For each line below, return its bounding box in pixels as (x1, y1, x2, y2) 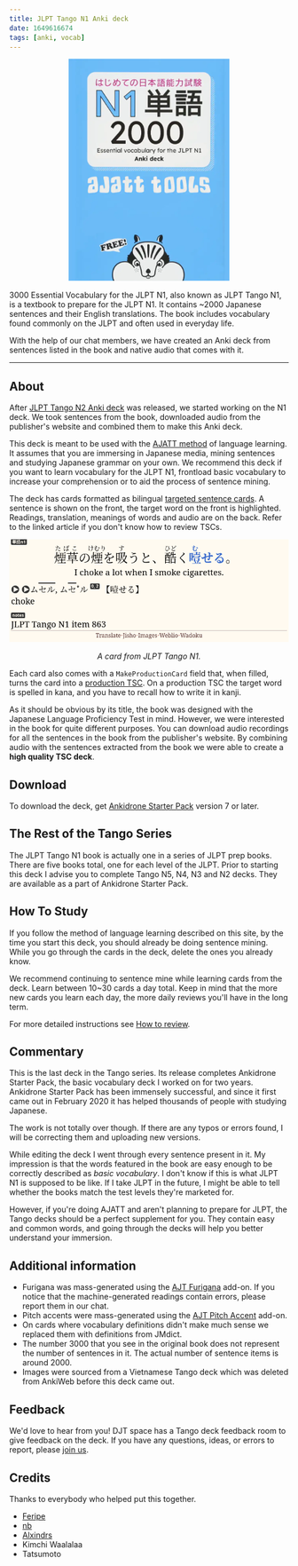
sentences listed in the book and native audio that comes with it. (9, 344, 244, 355)
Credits (9, 1470, 51, 1485)
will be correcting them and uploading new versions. (9, 1132, 201, 1143)
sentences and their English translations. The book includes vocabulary (9, 309, 271, 320)
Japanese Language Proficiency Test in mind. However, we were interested (9, 714, 285, 724)
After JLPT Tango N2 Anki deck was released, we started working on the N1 (9, 402, 286, 413)
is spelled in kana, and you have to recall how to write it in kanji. (9, 687, 242, 698)
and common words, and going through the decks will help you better (9, 1223, 263, 1234)
